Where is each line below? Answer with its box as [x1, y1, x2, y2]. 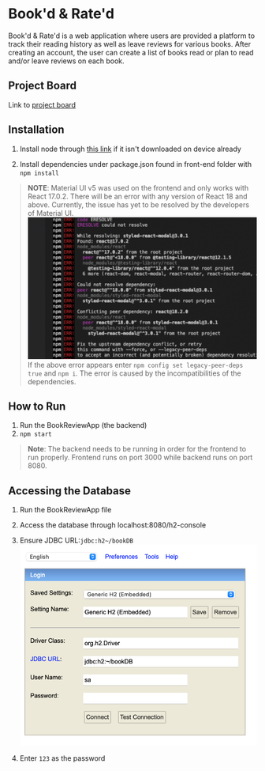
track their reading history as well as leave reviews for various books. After [8, 39, 251, 48]
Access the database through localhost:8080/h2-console [19, 520, 207, 530]
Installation [8, 123, 65, 137]
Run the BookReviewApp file [19, 505, 112, 515]
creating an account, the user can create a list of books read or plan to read [8, 47, 254, 57]
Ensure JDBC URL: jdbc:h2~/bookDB [19, 535, 134, 546]
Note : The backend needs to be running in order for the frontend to [27, 444, 247, 454]
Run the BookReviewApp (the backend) [19, 421, 147, 430]
